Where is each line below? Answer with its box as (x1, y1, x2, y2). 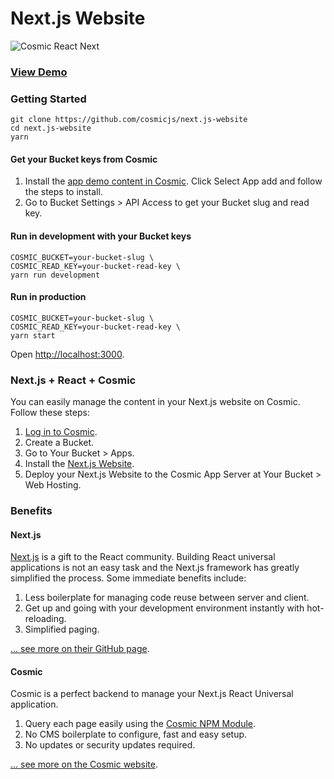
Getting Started (10, 92, 87, 106)
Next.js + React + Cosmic (10, 373, 137, 387)
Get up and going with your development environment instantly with (24, 602, 305, 614)
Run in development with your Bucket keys (10, 230, 192, 242)
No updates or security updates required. (24, 739, 196, 751)
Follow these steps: (10, 407, 90, 419)
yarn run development (10, 270, 101, 280)
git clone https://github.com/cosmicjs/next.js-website (10, 115, 248, 125)
